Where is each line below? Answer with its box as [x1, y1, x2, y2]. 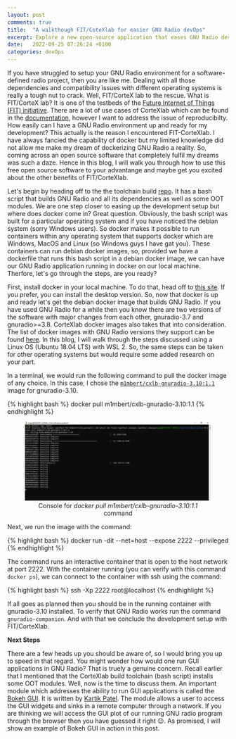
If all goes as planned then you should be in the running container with [7, 599, 211, 608]
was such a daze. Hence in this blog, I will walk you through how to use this [7, 158, 226, 167]
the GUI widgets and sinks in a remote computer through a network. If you [7, 701, 222, 710]
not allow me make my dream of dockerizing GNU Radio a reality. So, [7, 144, 207, 151]
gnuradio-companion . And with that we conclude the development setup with [7, 614, 227, 623]
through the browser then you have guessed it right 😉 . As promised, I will [7, 716, 221, 725]
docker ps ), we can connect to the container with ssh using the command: [7, 572, 222, 581]
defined [7, 76, 30, 84]
